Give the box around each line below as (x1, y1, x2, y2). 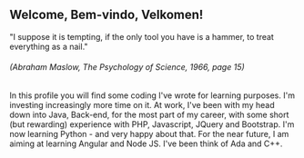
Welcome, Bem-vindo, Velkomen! (9, 7, 204, 23)
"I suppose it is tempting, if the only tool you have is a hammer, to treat (9, 31, 275, 42)
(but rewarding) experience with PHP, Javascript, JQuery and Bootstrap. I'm (9, 119, 295, 130)
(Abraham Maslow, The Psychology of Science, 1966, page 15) (9, 62, 246, 73)
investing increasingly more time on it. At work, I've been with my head (9, 100, 275, 111)
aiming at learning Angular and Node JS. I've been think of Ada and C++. (9, 138, 283, 149)
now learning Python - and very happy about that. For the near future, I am (9, 129, 289, 140)
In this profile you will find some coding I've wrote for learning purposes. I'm (9, 90, 296, 101)
